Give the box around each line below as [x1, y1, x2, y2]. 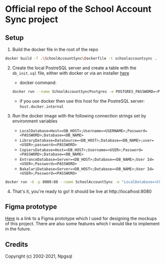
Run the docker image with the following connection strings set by [12, 113, 146, 118]
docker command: [19, 80, 56, 86]
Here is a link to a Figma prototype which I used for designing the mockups [5, 215, 157, 222]
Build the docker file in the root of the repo [12, 47, 98, 52]
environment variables [12, 118, 58, 124]
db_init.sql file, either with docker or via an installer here [12, 70, 129, 76]
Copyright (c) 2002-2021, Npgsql [5, 253, 73, 259]
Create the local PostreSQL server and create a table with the [12, 65, 137, 71]
